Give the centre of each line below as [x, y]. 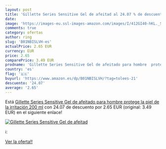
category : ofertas [24, 33]
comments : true [21, 28]
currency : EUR [20, 51]
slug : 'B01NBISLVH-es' [28, 42]
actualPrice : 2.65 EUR [28, 46]
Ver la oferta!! [19, 142]
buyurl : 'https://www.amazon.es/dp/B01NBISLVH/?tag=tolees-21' [72, 78]
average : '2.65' [22, 88]
